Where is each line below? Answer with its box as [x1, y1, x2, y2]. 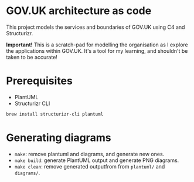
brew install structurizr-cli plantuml [6, 111, 104, 117]
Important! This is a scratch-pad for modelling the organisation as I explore [6, 41, 189, 48]
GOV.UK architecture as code [6, 4, 152, 18]
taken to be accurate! [6, 53, 57, 60]
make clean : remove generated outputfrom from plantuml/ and [14, 163, 165, 170]
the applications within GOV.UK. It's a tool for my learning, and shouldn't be [6, 47, 188, 54]
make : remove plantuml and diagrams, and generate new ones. [14, 150, 165, 157]
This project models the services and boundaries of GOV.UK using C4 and [6, 23, 185, 31]
